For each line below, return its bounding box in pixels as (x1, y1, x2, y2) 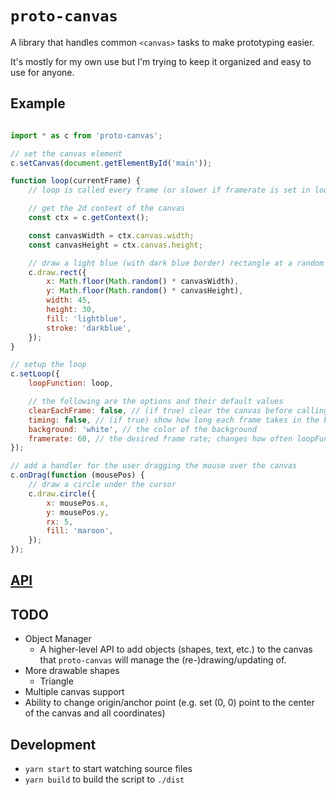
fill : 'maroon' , (46, 526, 114, 536)
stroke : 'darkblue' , (46, 323, 132, 333)
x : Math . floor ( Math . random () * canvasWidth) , (46, 277, 240, 287)
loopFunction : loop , (28, 378, 114, 389)
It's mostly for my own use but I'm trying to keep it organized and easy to (10, 55, 312, 67)
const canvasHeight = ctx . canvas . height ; (28, 240, 203, 250)
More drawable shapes (24, 665, 120, 677)
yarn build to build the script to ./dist (24, 773, 185, 786)
